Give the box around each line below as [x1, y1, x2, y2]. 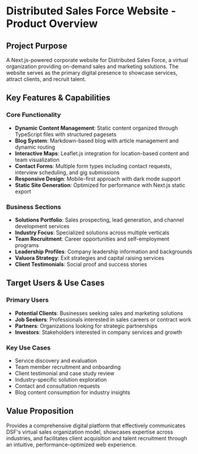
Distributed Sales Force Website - [6, 4, 176, 18]
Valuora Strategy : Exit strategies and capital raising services [14, 254, 165, 261]
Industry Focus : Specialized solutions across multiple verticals [14, 229, 170, 236]
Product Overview [6, 17, 98, 30]
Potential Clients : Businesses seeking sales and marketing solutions [14, 309, 184, 317]
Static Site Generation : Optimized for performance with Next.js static [14, 181, 186, 189]
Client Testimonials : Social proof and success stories [14, 260, 147, 268]
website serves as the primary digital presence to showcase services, [6, 69, 178, 76]
